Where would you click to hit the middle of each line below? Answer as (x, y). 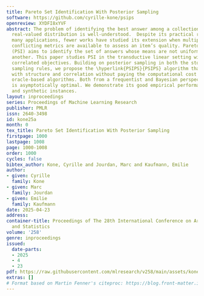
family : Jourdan (32, 193)
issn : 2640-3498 (27, 114)
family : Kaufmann (34, 204)
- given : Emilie (27, 198)
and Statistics (31, 227)
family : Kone (28, 182)
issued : (16, 244)
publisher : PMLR (27, 108)
